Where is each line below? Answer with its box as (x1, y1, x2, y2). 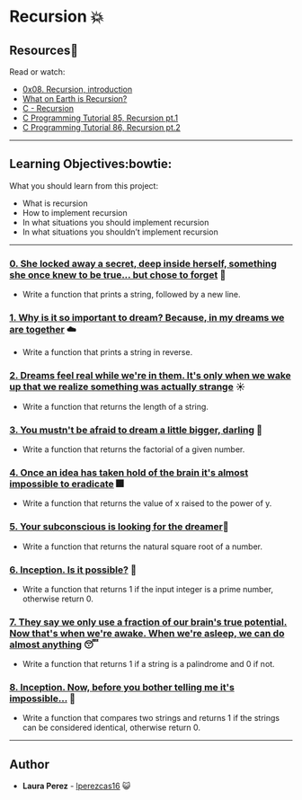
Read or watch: (9, 67, 66, 77)
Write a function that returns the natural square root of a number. (22, 541, 263, 552)
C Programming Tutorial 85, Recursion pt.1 (22, 112, 179, 123)
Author (9, 757, 49, 772)
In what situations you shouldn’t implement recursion (22, 227, 218, 237)
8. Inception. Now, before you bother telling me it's (9, 681, 235, 694)
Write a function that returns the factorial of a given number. (22, 444, 245, 455)
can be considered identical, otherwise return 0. (22, 722, 200, 733)
